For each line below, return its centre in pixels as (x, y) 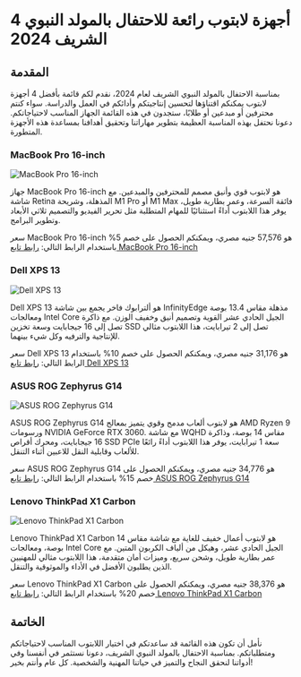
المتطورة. (26, 132)
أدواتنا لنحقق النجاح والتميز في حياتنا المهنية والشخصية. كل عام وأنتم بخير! (132, 662)
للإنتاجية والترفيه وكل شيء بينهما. (65, 336)
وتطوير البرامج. (35, 220)
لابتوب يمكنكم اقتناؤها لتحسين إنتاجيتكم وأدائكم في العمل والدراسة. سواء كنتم (138, 103)
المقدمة (30, 72)
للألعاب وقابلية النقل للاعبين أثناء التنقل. (75, 451)
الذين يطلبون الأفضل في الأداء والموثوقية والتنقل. (91, 567)
